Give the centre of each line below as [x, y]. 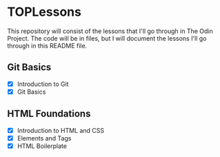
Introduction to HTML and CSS [61, 130]
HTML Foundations [49, 114]
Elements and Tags [44, 138]
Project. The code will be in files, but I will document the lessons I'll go [107, 38]
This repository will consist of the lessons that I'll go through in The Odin [110, 31]
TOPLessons [44, 12]
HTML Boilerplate [42, 146]
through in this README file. [47, 45]
